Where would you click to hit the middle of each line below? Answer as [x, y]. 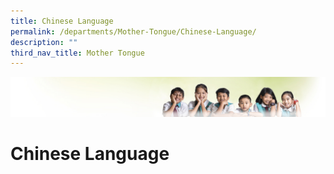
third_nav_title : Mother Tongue [77, 53]
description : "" [44, 42]
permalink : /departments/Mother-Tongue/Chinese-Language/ [133, 31]
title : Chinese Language [62, 21]
